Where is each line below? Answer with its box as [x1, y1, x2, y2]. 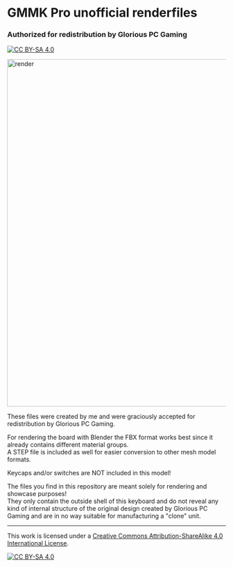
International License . [7, 539, 69, 548]
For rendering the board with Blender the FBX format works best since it [7, 433, 214, 442]
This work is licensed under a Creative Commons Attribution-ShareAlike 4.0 [7, 532, 223, 540]
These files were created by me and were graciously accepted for [7, 412, 196, 421]
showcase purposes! [7, 490, 67, 498]
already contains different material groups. [7, 441, 129, 449]
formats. [7, 455, 31, 463]
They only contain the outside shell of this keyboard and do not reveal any [7, 497, 219, 505]
